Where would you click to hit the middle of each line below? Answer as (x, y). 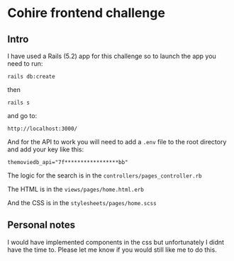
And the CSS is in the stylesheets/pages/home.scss (82, 203)
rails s (19, 103)
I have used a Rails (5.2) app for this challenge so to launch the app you (112, 56)
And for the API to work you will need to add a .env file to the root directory (117, 142)
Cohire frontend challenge (86, 13)
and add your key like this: (46, 149)
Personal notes (41, 225)
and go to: (22, 116)
